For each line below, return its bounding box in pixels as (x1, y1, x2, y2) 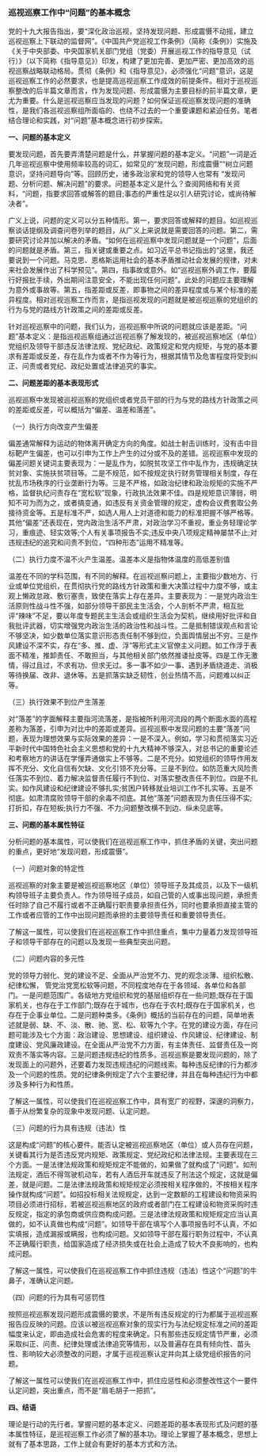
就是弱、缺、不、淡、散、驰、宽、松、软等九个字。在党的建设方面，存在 (14, 1020, 251, 1030)
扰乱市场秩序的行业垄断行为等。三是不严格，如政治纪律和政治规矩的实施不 (8, 478, 251, 488)
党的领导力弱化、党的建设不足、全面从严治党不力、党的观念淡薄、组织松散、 (8, 971, 258, 980)
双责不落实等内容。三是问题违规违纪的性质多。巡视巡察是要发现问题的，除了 (8, 1050, 258, 1060)
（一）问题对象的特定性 (8, 864, 85, 873)
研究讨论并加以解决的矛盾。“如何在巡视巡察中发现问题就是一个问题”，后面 (14, 235, 257, 245)
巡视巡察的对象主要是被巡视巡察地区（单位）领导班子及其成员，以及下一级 (8, 881, 251, 890)
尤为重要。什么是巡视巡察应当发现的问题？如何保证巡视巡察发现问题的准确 (8, 96, 251, 105)
